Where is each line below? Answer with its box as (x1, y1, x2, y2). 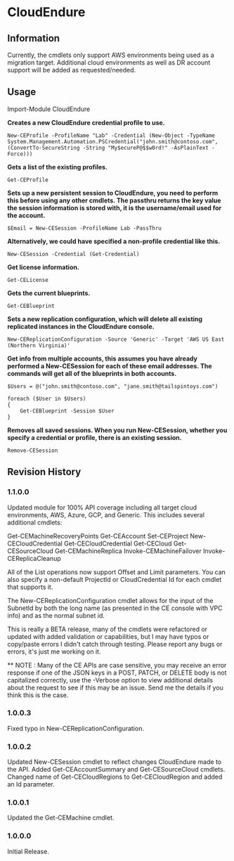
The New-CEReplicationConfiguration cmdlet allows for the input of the (7, 596, 214, 604)
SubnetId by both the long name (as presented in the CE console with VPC (7, 604, 223, 612)
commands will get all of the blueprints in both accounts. (7, 369, 177, 377)
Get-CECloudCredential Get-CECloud (64, 539, 172, 548)
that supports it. (7, 583, 53, 591)
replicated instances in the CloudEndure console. (7, 322, 155, 330)
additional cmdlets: (7, 518, 63, 526)
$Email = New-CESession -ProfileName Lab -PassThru (7, 224, 162, 232)
